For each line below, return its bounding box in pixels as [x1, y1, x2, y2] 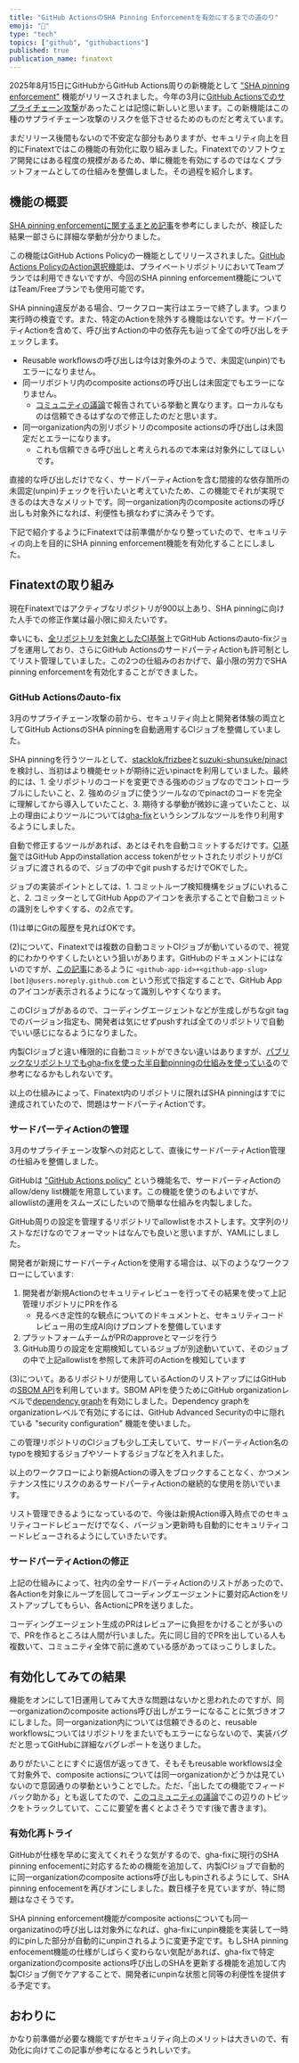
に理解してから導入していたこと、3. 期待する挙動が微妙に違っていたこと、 [9, 798, 282, 809]
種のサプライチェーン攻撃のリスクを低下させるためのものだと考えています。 [9, 113, 289, 124]
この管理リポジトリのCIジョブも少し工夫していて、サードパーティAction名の [9, 1437, 289, 1448]
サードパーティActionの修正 [9, 1556, 129, 1568]
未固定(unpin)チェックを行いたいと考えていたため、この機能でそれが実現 [9, 485, 278, 496]
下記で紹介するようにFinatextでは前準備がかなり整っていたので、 [9, 526, 249, 537]
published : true [9, 46, 69, 55]
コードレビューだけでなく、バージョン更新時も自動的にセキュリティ [32, 1520, 282, 1531]
